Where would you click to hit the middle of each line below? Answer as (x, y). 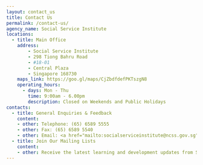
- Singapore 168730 (53, 74)
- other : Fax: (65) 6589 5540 (55, 130)
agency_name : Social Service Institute (56, 29)
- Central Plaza (48, 68)
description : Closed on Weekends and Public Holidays (97, 102)
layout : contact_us (31, 12)
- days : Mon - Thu (45, 91)
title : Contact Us (29, 18)
